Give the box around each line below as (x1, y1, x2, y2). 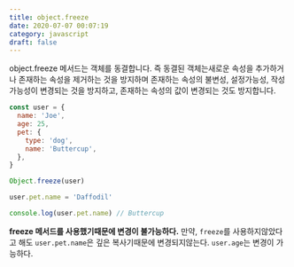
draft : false (9, 37, 58, 47)
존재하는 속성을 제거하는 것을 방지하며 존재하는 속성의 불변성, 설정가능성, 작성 (18, 75, 286, 85)
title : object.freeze (9, 12, 89, 22)
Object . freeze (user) (9, 177, 86, 186)
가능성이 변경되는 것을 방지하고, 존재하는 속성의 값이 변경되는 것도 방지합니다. (9, 85, 276, 96)
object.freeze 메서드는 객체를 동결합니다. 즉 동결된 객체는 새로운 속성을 (9, 63, 254, 74)
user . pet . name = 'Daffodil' (9, 192, 113, 202)
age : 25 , (17, 120, 50, 129)
